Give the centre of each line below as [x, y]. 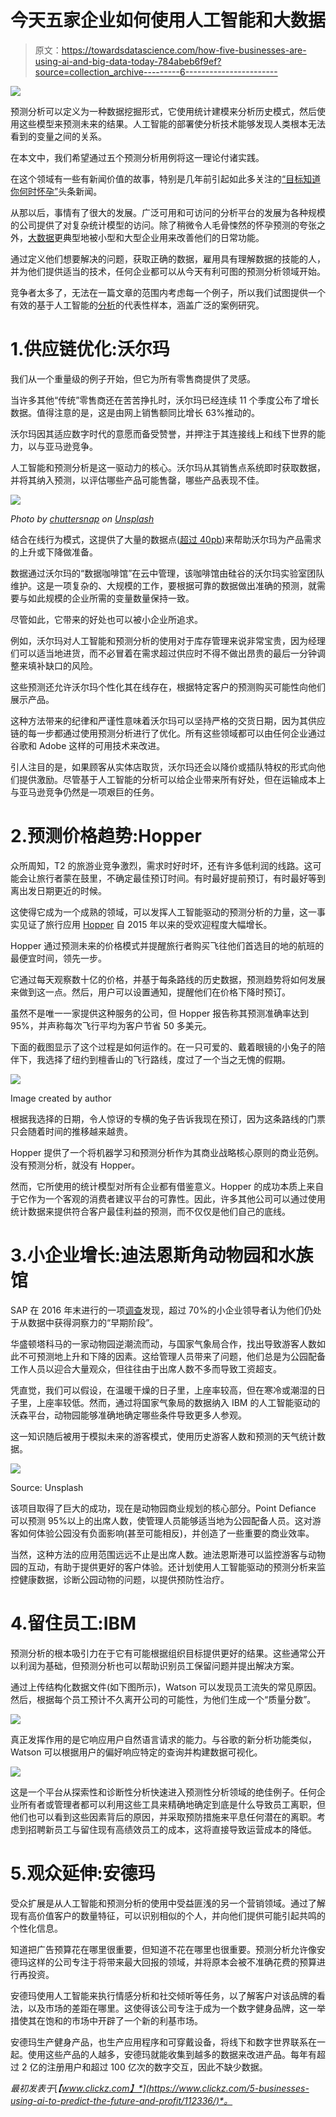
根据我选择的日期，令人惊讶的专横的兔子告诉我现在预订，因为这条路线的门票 [168, 1118]
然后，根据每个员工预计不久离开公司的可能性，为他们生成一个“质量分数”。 [163, 1699]
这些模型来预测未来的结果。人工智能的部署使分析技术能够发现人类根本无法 [172, 123]
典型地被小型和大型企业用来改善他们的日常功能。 [163, 237]
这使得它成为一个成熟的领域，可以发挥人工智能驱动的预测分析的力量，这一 [163, 912]
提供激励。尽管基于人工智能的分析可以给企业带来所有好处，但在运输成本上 [172, 779]
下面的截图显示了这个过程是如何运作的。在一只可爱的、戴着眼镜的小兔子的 [163, 1047]
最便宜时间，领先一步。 [58, 958]
